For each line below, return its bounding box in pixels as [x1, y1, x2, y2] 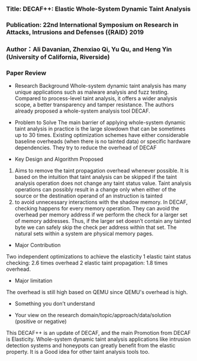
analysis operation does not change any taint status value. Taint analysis [14, 180, 192, 187]
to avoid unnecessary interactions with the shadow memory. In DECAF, [14, 199, 188, 206]
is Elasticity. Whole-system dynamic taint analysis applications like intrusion [6, 336, 191, 343]
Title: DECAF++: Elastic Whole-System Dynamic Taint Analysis [6, 5, 191, 13]
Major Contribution [14, 242, 61, 249]
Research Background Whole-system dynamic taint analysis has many [14, 82, 186, 90]
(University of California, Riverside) [6, 53, 110, 61]
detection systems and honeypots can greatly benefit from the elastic [6, 342, 176, 349]
